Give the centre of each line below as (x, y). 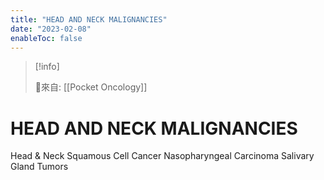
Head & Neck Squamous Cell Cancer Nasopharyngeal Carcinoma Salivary (162, 156)
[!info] (47, 67)
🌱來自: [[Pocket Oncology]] (91, 87)
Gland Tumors (39, 167)
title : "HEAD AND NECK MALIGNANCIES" (89, 19)
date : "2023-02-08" (51, 29)
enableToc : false (46, 38)
